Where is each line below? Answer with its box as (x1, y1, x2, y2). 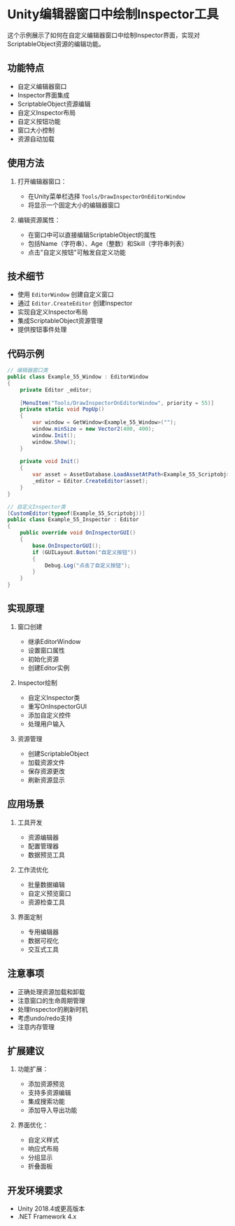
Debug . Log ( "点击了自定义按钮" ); (44, 562, 131, 569)
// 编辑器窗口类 (7, 367, 48, 374)
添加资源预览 (27, 1080, 65, 1088)
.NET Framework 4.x (17, 1213, 77, 1221)
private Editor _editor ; (20, 386, 92, 393)
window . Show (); (32, 439, 77, 446)
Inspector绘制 (17, 678, 58, 687)
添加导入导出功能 (27, 1106, 78, 1115)
